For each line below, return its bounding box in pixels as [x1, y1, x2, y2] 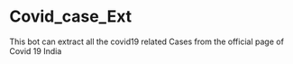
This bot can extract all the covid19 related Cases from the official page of [9, 36, 284, 47]
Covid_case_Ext [9, 6, 133, 27]
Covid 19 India [9, 45, 62, 56]
